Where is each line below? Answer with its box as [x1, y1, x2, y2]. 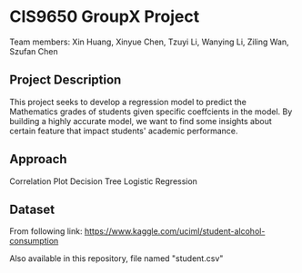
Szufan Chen [9, 45, 58, 56]
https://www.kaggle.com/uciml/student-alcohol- [84, 226, 266, 237]
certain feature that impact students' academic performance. [9, 125, 238, 136]
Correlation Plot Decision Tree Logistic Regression [9, 175, 198, 187]
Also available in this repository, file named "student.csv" [9, 253, 224, 264]
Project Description [9, 73, 122, 88]
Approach [9, 151, 67, 167]
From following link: [9, 226, 83, 237]
